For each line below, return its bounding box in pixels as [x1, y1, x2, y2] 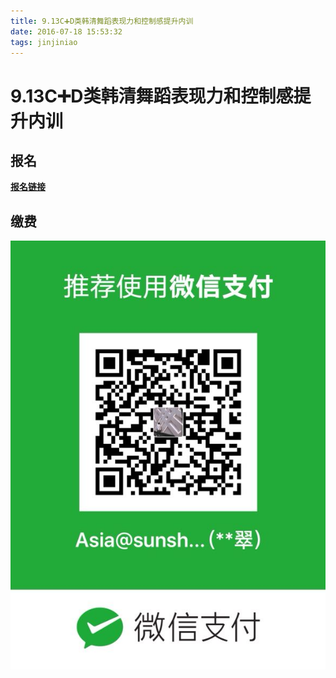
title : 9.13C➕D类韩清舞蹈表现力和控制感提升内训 [10, 16, 194, 26]
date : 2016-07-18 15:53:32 [10, 26, 123, 37]
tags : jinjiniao [10, 37, 78, 47]
